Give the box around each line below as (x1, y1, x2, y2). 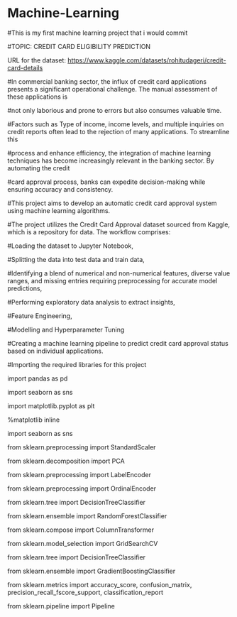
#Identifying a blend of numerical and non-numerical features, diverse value (7, 268, 231, 278)
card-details (7, 63, 43, 72)
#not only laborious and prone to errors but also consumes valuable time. (7, 106, 222, 114)
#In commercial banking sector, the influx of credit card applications (7, 77, 207, 86)
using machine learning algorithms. (7, 206, 111, 214)
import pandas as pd (7, 374, 68, 383)
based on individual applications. (7, 346, 104, 355)
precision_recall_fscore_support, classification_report (7, 588, 164, 596)
